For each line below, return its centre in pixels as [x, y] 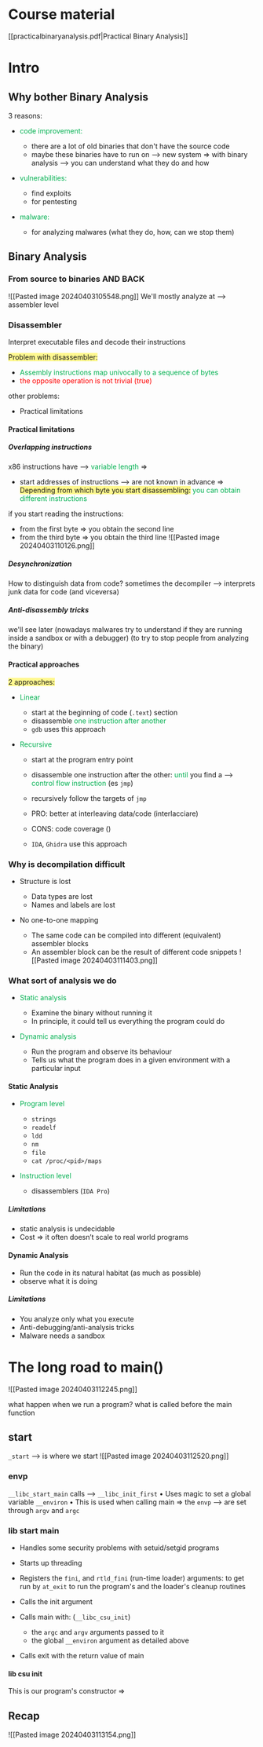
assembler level [33, 305]
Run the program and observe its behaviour [102, 1052]
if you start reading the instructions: [66, 514]
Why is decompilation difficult [67, 864]
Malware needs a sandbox [62, 1336]
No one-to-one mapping [59, 919]
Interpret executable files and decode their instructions [97, 342]
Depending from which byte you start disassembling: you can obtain [130, 490]
